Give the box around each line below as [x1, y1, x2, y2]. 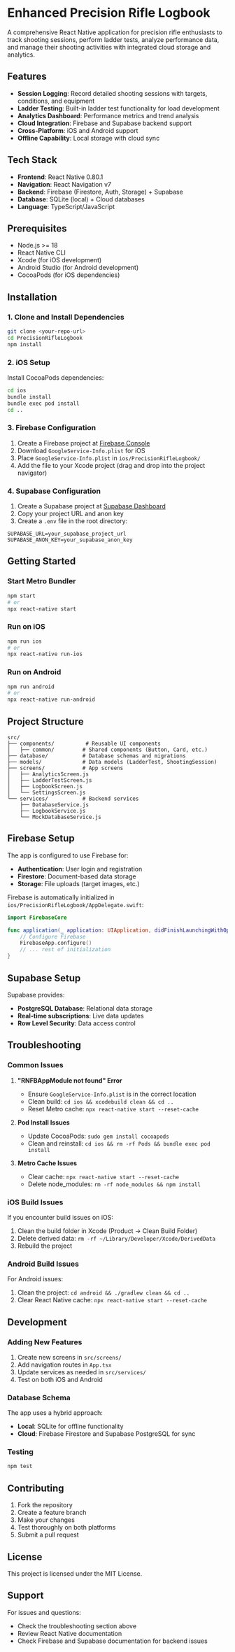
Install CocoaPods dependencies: [7, 373, 104, 382]
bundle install [7, 393, 52, 400]
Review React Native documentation [17, 1629, 122, 1637]
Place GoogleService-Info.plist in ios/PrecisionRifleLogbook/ [17, 453, 201, 462]
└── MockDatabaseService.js [20, 813, 101, 821]
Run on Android [7, 667, 62, 677]
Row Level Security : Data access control [17, 1019, 136, 1027]
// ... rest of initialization [20, 946, 111, 953]
